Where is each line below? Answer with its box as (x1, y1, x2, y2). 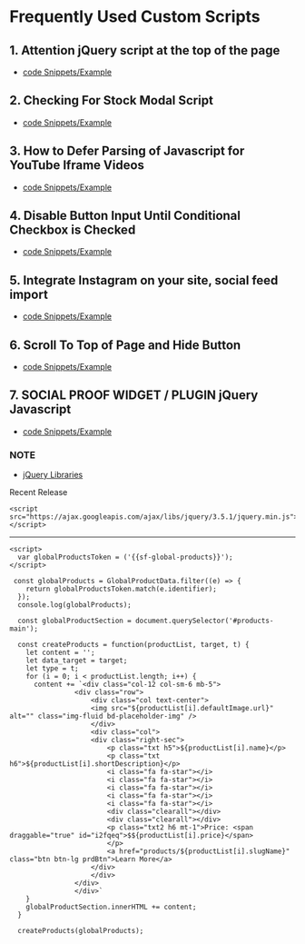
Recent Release (9, 487, 68, 498)
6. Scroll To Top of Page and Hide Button (9, 337, 241, 353)
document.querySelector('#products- (134, 616, 274, 626)
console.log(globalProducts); (17, 601, 132, 610)
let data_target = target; (25, 656, 128, 665)
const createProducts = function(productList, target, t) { (17, 641, 250, 650)
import (9, 286, 48, 302)
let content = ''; (25, 648, 95, 658)
